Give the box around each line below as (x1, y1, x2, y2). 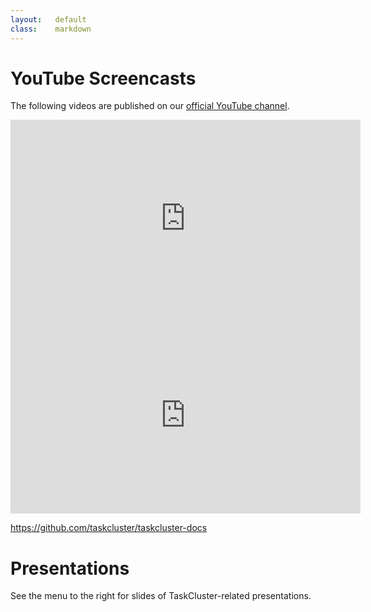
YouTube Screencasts (10, 67, 197, 90)
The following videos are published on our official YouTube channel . (10, 100, 290, 112)
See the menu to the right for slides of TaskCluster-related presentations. (10, 590, 312, 602)
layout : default (10, 14, 87, 25)
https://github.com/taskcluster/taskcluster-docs (10, 522, 208, 534)
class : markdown (10, 24, 92, 34)
